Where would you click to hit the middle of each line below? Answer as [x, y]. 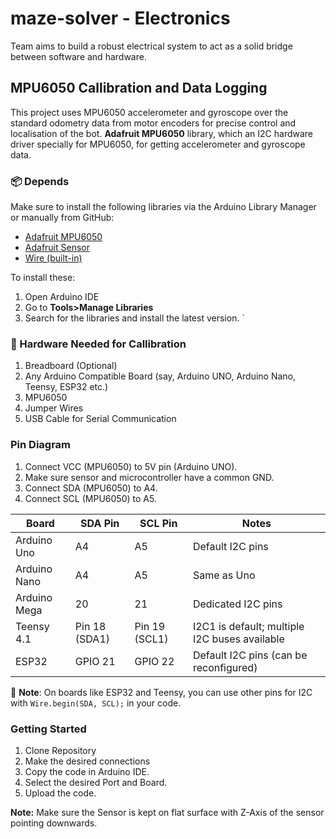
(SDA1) [92, 639]
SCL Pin [158, 523]
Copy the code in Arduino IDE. [87, 771]
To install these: [43, 278]
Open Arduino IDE [62, 297]
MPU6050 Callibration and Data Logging [139, 88]
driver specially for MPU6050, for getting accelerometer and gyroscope [158, 144]
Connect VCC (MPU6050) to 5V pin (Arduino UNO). [131, 466]
